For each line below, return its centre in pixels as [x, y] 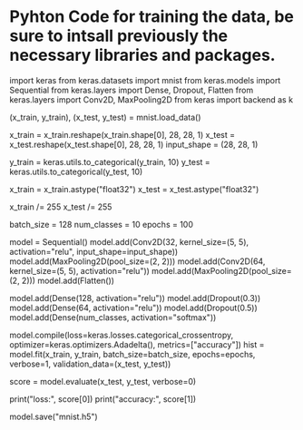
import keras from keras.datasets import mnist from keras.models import [145, 80]
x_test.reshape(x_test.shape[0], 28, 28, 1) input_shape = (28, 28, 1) [134, 144]
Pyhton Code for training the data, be [152, 17]
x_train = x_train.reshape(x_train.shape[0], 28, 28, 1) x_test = [122, 134]
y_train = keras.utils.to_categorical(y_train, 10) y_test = [110, 161]
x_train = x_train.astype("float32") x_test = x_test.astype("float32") [134, 189]
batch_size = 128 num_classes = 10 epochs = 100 [101, 224]
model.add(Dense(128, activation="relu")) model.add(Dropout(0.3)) [135, 298]
